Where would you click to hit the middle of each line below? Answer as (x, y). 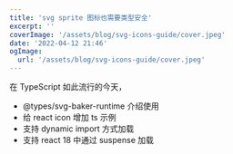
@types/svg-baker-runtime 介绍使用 (91, 106)
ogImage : (26, 52)
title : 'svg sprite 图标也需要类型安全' (81, 18)
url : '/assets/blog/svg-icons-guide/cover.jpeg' (111, 60)
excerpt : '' (32, 26)
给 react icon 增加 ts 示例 (69, 117)
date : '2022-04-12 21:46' (58, 43)
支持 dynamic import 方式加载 (78, 129)
